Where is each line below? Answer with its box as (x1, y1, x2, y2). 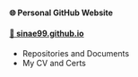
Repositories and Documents (22, 47, 130, 58)
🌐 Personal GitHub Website (9, 7, 114, 18)
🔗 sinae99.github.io (9, 28, 84, 39)
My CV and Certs (22, 57, 87, 68)
